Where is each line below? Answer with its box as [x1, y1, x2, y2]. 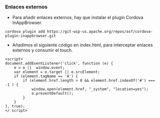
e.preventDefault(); [31, 91, 74, 96]
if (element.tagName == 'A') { [14, 74, 78, 79]
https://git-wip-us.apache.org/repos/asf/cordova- [47, 29, 153, 34]
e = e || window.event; [14, 65, 65, 71]
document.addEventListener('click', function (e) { [5, 61, 113, 66]
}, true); [5, 104, 26, 109]
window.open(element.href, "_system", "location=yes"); [31, 87, 149, 92]
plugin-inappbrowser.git [5, 33, 56, 39]
